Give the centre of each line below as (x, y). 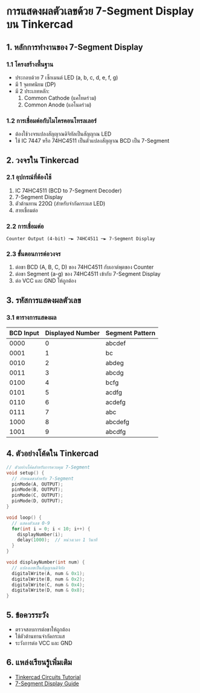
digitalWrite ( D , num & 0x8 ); (48, 590)
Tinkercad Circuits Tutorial (48, 677)
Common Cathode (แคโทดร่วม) (60, 97)
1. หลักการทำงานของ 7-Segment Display (75, 47)
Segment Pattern (131, 333)
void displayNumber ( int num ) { (46, 562)
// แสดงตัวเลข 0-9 (31, 523)
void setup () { (25, 473)
